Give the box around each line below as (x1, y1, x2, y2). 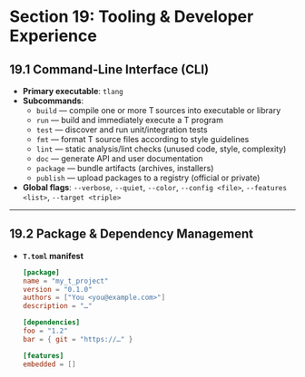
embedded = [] (22, 360, 76, 369)
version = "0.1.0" (22, 285, 93, 294)
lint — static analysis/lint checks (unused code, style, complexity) (35, 143, 287, 154)
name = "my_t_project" (22, 276, 109, 285)
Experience (9, 25, 97, 46)
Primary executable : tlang (22, 86, 124, 96)
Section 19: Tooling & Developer (9, 6, 254, 27)
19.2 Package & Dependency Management (9, 227, 254, 242)
